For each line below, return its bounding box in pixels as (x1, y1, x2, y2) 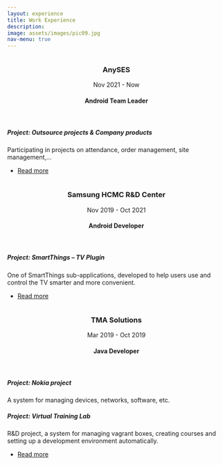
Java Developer (93, 346, 140, 355)
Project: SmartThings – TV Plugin (7, 253, 105, 262)
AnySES (102, 65, 130, 75)
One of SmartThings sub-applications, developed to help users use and (7, 271, 211, 279)
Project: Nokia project (7, 378, 71, 387)
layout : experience (7, 10, 64, 17)
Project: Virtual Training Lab (7, 412, 91, 420)
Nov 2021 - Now (93, 81, 140, 89)
